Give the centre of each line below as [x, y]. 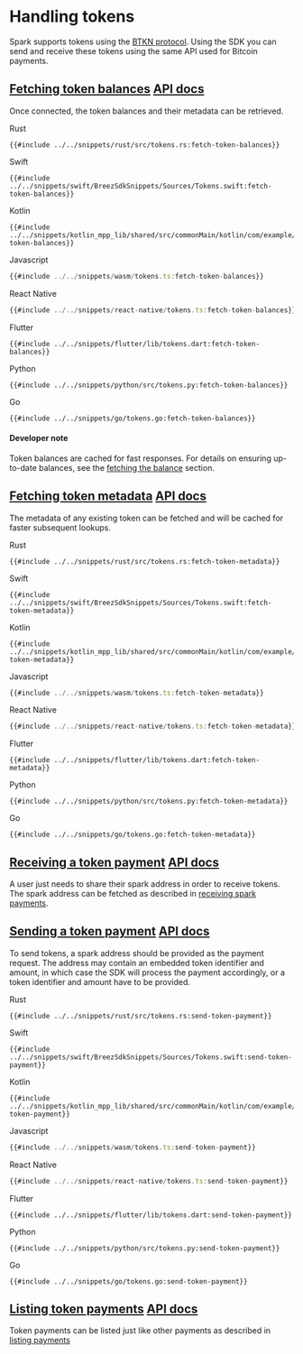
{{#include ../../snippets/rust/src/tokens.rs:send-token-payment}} [141, 1016]
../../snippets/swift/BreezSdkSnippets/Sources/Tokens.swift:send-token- [151, 1057]
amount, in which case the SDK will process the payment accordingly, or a [147, 972]
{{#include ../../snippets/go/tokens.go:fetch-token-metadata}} [133, 835]
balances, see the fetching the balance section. [127, 467]
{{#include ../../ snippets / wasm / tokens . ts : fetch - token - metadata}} [137, 693]
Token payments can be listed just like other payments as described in [140, 1331]
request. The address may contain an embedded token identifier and [137, 963]
